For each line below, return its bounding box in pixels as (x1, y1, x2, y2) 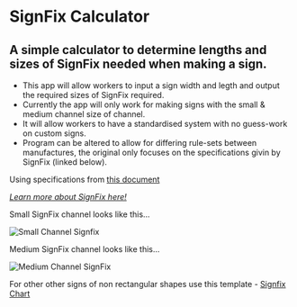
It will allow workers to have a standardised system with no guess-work (22, 119, 288, 129)
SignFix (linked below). (22, 157, 108, 167)
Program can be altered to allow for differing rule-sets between (22, 138, 257, 148)
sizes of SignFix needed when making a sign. (9, 56, 267, 71)
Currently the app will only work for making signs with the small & (22, 99, 265, 110)
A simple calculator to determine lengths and (9, 42, 267, 58)
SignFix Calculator (9, 6, 150, 27)
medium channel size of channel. (22, 109, 146, 119)
